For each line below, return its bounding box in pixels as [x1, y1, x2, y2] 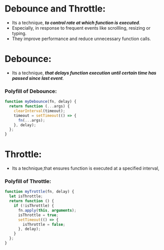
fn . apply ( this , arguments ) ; [17, 208, 77, 213]
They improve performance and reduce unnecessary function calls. [11, 36, 151, 42]
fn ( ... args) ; [17, 117, 45, 123]
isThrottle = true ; [17, 212, 58, 217]
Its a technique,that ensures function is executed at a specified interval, [11, 165, 159, 171]
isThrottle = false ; [22, 222, 65, 227]
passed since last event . [11, 75, 64, 81]
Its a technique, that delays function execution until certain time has [11, 70, 156, 76]
